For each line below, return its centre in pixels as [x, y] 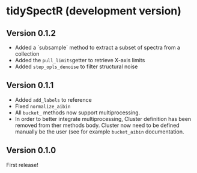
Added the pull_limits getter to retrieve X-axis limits [80, 60]
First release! [23, 165]
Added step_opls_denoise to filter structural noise [76, 66]
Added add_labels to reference [53, 99]
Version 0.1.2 [31, 33]
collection [27, 54]
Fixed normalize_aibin [43, 106]
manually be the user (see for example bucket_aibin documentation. [99, 131]
